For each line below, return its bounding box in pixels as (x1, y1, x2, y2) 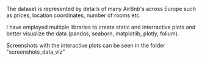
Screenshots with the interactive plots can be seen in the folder (6, 42, 166, 49)
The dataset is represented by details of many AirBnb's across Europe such (6, 5, 197, 12)
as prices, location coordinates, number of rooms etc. (6, 12, 142, 19)
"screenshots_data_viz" (6, 48, 65, 56)
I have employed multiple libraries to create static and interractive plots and (6, 24, 196, 30)
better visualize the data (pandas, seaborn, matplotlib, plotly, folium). (6, 30, 179, 37)
